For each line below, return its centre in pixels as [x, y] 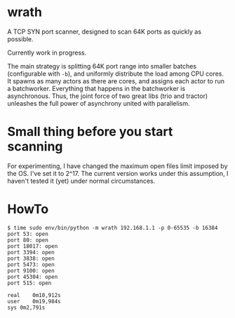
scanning [35, 147]
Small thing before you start [90, 132]
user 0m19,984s [34, 301]
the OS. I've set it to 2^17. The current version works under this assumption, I [118, 173]
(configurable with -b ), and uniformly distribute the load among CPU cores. [116, 74]
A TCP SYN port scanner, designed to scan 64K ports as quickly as [105, 32]
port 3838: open [31, 258]
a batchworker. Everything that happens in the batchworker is [96, 88]
